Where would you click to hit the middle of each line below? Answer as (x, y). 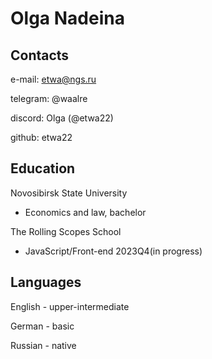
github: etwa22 (41, 137)
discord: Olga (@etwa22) (62, 118)
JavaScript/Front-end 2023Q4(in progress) (113, 251)
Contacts (40, 55)
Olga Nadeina (67, 18)
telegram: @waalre (49, 98)
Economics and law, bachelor (85, 212)
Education (43, 168)
